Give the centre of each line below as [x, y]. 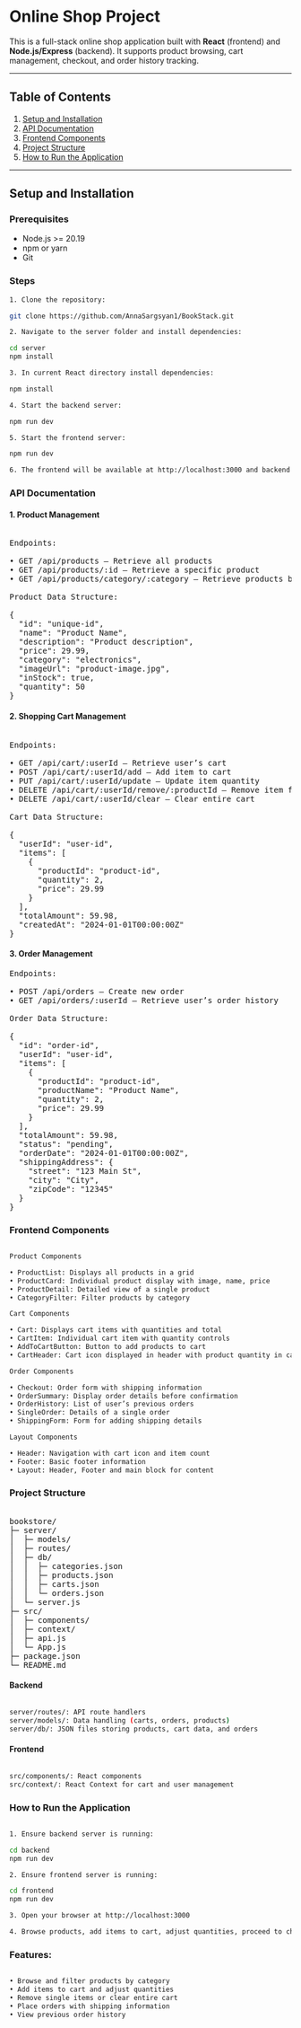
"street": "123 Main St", [85, 1171]
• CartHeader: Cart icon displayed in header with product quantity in [146, 1355]
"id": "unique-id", [61, 624]
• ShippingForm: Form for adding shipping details [106, 1421]
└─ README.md [38, 1665]
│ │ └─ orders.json [57, 1593]
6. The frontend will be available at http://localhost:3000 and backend [150, 470]
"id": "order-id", [59, 1045]
